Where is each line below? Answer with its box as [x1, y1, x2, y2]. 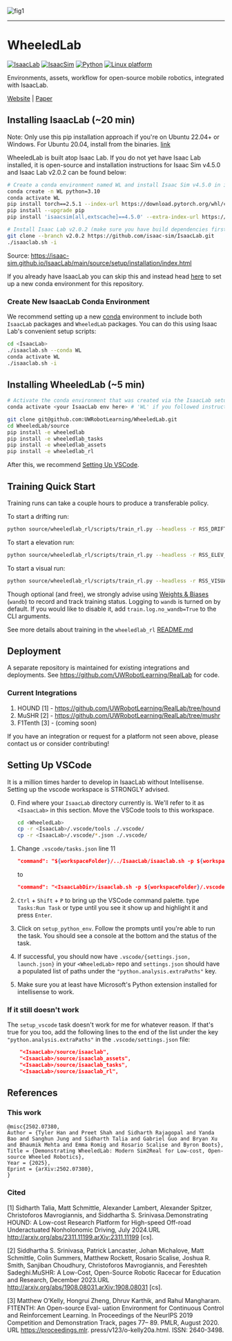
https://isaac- [30, 251, 70, 260]
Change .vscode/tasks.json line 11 [17, 844, 116, 853]
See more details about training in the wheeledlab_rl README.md [7, 625, 193, 634]
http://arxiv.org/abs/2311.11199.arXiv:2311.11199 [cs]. [7, 1233, 154, 1241]
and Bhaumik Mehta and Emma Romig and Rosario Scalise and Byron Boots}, [7, 1141, 224, 1149]
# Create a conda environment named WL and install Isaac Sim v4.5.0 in [7, 181, 221, 189]
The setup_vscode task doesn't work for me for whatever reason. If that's [7, 1020, 214, 1029]
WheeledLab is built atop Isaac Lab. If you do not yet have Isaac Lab [7, 153, 202, 162]
